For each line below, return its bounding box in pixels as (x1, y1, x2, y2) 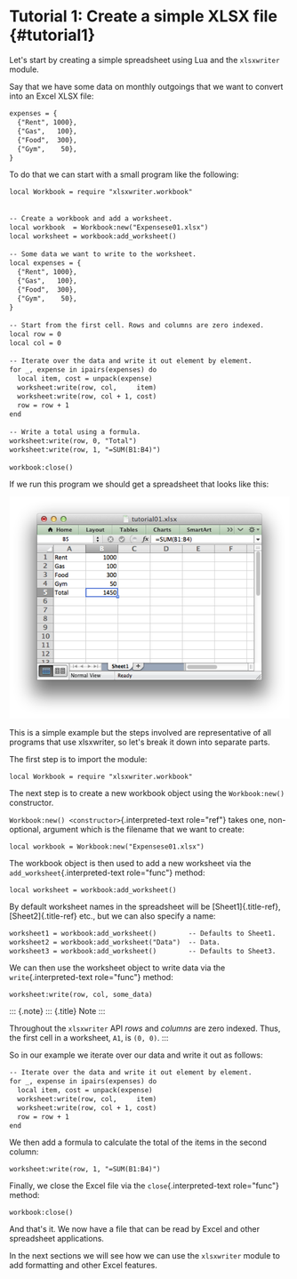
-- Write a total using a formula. (9, 427, 141, 437)
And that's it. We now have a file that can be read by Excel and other (9, 1223, 261, 1234)
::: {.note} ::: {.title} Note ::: (9, 1005, 106, 1016)
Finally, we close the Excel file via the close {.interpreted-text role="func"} (9, 1180, 280, 1191)
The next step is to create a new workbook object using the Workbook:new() (9, 787, 285, 798)
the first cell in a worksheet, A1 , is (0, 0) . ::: (9, 1032, 169, 1042)
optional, (9, 824, 42, 834)
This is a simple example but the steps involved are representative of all (9, 727, 271, 737)
